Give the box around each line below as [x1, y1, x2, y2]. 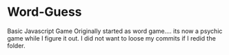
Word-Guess [7, 4, 82, 20]
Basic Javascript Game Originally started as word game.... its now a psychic [7, 27, 223, 35]
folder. [7, 41, 26, 49]
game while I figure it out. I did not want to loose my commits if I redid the [7, 34, 216, 42]
